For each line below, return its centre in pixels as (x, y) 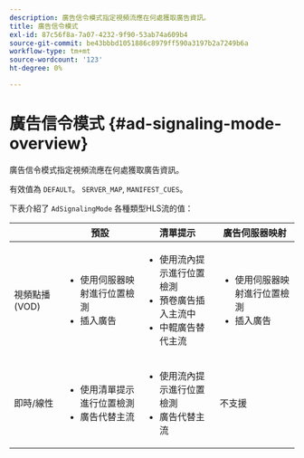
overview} (49, 143)
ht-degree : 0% (36, 69)
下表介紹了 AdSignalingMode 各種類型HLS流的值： (101, 208)
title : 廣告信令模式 (44, 26)
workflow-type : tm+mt (50, 52)
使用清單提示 (108, 389)
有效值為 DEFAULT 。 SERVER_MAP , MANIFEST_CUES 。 (99, 189)
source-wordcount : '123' (56, 60)
